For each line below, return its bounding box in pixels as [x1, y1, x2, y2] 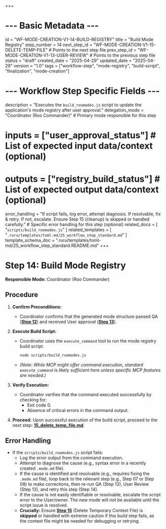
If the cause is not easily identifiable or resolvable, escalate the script [19, 492, 161, 498]
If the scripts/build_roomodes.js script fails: [12, 450, 103, 456]
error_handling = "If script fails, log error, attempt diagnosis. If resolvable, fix [5, 211, 161, 217]
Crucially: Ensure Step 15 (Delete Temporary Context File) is [19, 508, 143, 514]
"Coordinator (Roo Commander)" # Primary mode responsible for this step [5, 112, 157, 118]
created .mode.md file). [19, 466, 65, 471]
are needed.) [19, 372, 46, 378]
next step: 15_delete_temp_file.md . [12, 422, 85, 428]
